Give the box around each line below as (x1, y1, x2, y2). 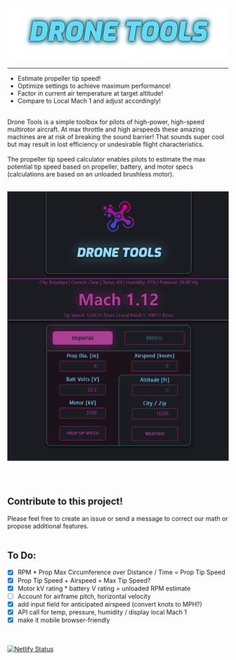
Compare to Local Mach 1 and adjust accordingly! (17, 97, 162, 105)
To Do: (7, 550, 37, 562)
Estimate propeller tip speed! (17, 75, 101, 82)
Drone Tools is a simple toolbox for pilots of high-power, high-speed (7, 118, 205, 126)
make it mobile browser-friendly (17, 616, 110, 624)
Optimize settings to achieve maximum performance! (17, 82, 171, 90)
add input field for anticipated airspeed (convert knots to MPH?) (17, 600, 202, 608)
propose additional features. (7, 522, 89, 530)
